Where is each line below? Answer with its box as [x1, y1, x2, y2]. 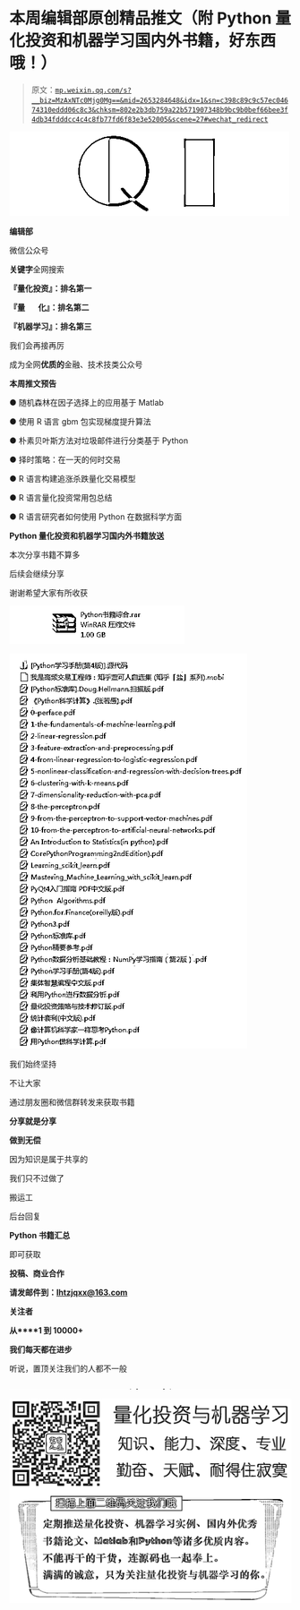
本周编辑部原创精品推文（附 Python [9, 8, 272, 29]
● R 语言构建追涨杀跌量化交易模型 [9, 473, 136, 484]
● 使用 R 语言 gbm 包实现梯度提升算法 [9, 415, 151, 426]
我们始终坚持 [9, 1058, 56, 1069]
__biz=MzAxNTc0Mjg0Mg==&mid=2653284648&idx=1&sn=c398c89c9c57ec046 [30, 96, 288, 105]
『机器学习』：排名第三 [9, 321, 92, 331]
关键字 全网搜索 [9, 263, 64, 274]
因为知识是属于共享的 [9, 1153, 88, 1164]
